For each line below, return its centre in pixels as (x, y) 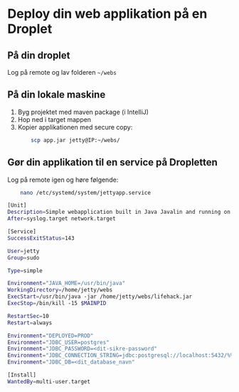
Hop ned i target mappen (54, 119)
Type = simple (25, 270)
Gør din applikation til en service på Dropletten (113, 163)
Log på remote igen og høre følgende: (63, 180)
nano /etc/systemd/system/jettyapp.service (86, 192)
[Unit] (17, 205)
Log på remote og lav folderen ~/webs (62, 72)
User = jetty (23, 251)
